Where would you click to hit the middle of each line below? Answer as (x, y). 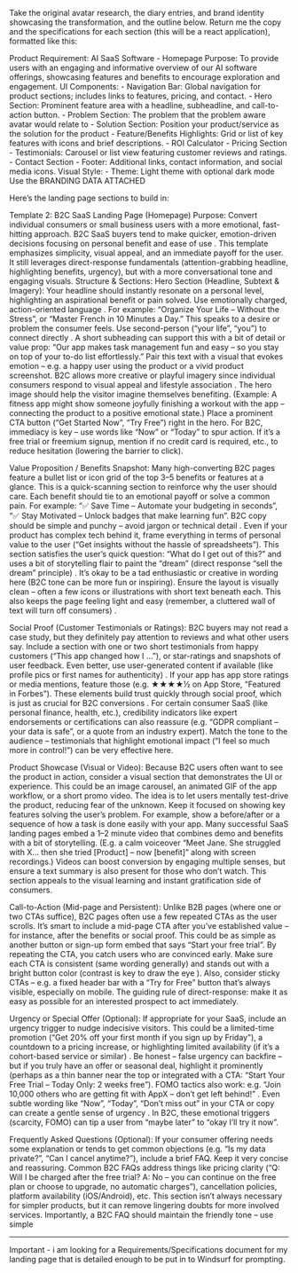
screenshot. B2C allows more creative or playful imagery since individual (142, 375)
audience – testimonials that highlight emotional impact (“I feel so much (140, 741)
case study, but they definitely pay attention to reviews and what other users (149, 637)
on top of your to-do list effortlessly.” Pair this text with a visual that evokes (146, 357)
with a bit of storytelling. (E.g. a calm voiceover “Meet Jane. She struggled (145, 843)
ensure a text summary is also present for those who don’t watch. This (138, 871)
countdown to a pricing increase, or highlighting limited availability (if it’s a (145, 1047)
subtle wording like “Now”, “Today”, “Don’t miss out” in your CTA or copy (142, 1103)
